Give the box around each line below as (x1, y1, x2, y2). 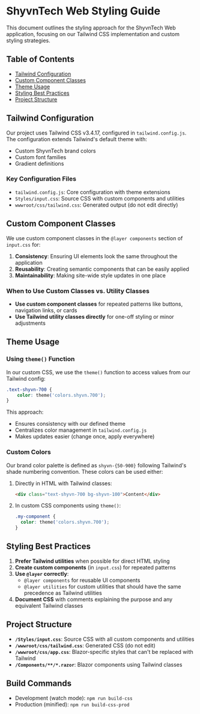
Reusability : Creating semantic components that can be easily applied (14, 265, 189, 273)
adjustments (14, 319, 46, 327)
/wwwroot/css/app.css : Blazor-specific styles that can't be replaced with (14, 648, 193, 655)
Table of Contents (6, 54, 75, 64)
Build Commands (6, 679, 72, 689)
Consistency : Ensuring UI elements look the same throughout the (14, 252, 178, 259)
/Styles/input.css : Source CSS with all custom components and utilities (14, 635, 195, 643)
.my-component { (14, 513, 56, 520)
